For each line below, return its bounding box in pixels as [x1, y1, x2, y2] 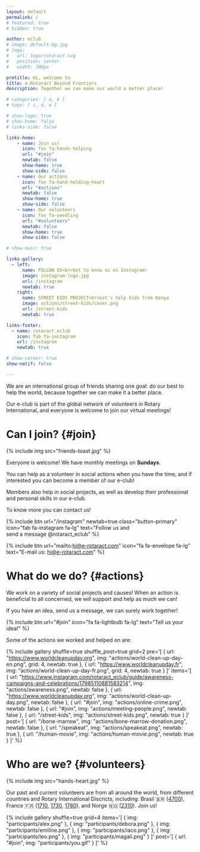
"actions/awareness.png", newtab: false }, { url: [6, 686, 123, 693]
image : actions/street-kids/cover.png [21, 301, 118, 307]
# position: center [6, 58, 60, 64]
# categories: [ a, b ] [6, 97, 65, 103]
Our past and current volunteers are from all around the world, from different [6, 789, 194, 796]
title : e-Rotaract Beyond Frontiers [6, 80, 97, 87]
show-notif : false [6, 361, 52, 367]
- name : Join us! [17, 140, 60, 146]
